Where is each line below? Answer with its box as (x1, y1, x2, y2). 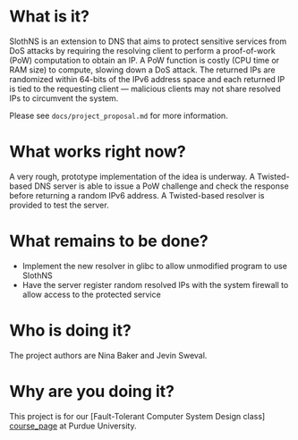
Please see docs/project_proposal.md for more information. (9, 110, 228, 121)
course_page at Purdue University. (9, 420, 137, 431)
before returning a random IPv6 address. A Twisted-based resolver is (9, 190, 265, 200)
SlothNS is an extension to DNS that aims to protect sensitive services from (9, 36, 287, 47)
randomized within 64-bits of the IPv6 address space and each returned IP (9, 73, 285, 84)
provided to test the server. (9, 199, 109, 210)
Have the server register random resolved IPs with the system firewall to (21, 279, 289, 290)
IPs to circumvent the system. (9, 92, 119, 104)
